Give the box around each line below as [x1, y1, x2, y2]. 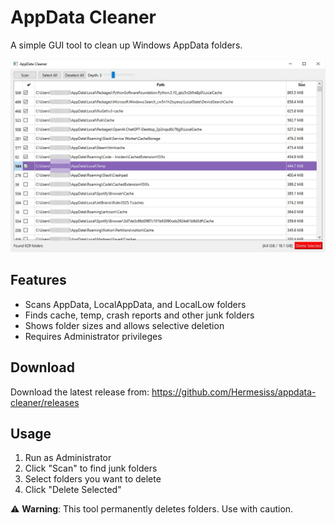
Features [10, 272, 67, 289]
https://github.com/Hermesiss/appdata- [151, 386, 317, 398]
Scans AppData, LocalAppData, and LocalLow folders [24, 298, 247, 310]
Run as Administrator [24, 452, 112, 464]
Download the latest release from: [10, 386, 150, 398]
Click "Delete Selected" [24, 484, 122, 496]
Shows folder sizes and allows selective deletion [24, 319, 225, 331]
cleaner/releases [10, 396, 80, 408]
